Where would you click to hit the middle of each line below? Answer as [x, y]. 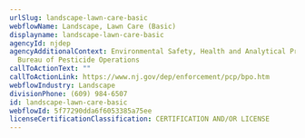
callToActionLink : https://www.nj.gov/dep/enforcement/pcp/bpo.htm [140, 77]
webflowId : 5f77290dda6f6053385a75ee [81, 111]
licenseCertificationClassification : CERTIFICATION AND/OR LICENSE [140, 119]
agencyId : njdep [40, 43]
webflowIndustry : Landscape [63, 85]
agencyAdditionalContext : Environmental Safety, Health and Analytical [148, 52]
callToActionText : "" [50, 69]
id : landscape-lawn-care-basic [69, 102]
